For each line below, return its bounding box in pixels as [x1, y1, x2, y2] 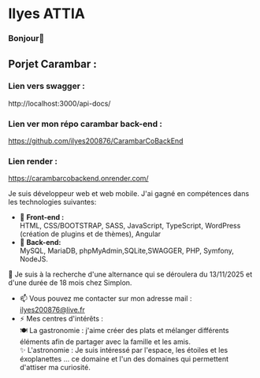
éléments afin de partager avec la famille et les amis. [19, 337, 191, 346]
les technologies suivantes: [8, 198, 97, 207]
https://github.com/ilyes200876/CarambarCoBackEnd [8, 136, 184, 146]
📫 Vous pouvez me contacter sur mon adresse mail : [19, 294, 192, 303]
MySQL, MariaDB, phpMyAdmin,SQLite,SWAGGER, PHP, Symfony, [19, 246, 235, 256]
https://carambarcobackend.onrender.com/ [8, 174, 149, 183]
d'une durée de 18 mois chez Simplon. [8, 278, 132, 287]
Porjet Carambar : [8, 57, 97, 71]
